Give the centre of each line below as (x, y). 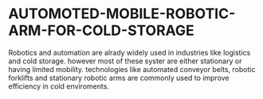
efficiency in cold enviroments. (59, 86)
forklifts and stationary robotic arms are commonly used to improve (119, 78)
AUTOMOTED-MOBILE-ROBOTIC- (122, 14)
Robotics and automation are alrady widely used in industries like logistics (130, 52)
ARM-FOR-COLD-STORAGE (102, 30)
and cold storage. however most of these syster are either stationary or (125, 61)
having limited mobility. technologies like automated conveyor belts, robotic (132, 69)
